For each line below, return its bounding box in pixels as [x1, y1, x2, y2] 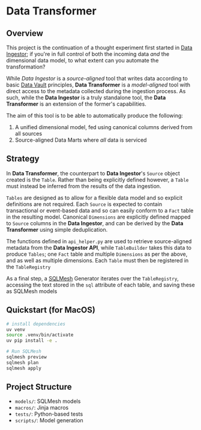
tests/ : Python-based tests [14, 410, 83, 418]
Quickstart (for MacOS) [6, 305, 96, 315]
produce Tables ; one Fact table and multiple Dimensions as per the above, [6, 250, 188, 258]
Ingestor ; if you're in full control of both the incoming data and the [6, 50, 170, 58]
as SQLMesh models [6, 287, 58, 295]
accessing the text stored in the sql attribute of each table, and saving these [6, 281, 195, 288]
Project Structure [6, 382, 72, 392]
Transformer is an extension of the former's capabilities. [6, 100, 147, 107]
